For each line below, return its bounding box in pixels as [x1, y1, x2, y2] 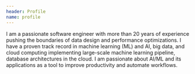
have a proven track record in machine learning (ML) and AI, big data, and [6, 42, 185, 50]
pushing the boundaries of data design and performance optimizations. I [6, 36, 181, 43]
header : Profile [6, 8, 46, 15]
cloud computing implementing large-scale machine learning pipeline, [6, 49, 176, 56]
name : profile [6, 14, 41, 20]
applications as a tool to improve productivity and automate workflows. [6, 61, 178, 68]
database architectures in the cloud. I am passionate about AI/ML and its [6, 55, 181, 62]
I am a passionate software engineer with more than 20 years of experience [6, 30, 190, 37]
